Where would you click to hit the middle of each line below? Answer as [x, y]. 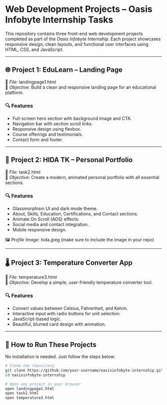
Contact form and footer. [38, 140]
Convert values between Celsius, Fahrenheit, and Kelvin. [70, 308]
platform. [14, 92]
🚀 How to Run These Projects [51, 344]
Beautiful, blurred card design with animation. [59, 324]
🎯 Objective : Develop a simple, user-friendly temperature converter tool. [79, 282]
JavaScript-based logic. [37, 319]
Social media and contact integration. [50, 224]
